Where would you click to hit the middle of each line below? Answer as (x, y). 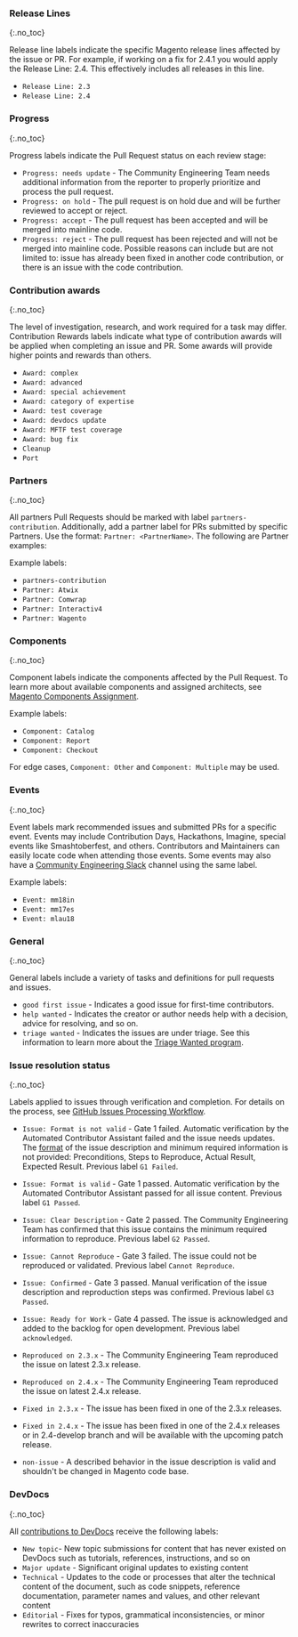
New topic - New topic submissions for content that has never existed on (154, 1548)
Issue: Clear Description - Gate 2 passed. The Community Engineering (155, 1220)
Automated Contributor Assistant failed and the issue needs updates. (149, 1139)
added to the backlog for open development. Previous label (131, 1328)
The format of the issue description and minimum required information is (155, 1147)
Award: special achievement (74, 392)
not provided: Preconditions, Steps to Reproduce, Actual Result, (139, 1157)
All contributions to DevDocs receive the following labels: (114, 1531)
